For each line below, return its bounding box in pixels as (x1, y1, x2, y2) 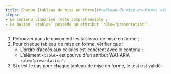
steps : (5, 12, 19, 17)
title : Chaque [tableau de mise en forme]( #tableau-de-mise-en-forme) (5, 7, 158, 13)
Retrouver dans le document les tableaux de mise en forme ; (12, 36, 139, 42)
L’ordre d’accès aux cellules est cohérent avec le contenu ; (20, 46, 144, 53)
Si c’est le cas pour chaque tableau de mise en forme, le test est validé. (12, 63, 162, 69)
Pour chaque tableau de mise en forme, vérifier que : (12, 41, 124, 47)
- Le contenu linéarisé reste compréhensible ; (5, 17, 108, 22)
